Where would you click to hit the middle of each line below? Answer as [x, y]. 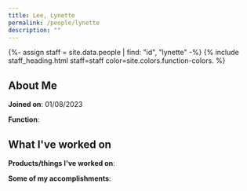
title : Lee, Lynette [42, 15]
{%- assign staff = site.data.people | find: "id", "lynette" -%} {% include [123, 53]
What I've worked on [60, 144]
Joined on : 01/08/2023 [45, 105]
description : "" [35, 30]
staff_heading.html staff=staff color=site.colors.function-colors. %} [117, 61]
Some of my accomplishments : [60, 178]
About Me [33, 85]
